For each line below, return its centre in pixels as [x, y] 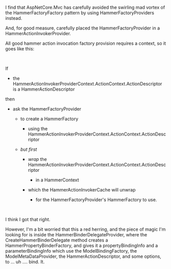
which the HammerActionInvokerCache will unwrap [82, 190]
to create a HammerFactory [49, 119]
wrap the [38, 159]
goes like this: [20, 49]
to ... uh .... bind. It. [25, 262]
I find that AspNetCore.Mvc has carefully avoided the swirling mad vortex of [85, 7]
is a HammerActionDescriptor [44, 89]
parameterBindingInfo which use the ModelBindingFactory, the [71, 251]
